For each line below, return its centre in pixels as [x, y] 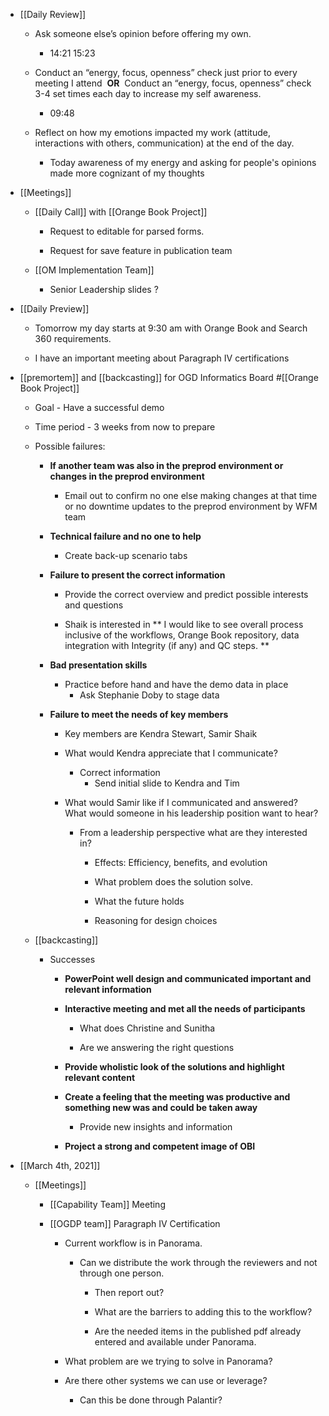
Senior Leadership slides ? [104, 289]
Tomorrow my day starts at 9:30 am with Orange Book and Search [171, 328]
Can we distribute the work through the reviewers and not [198, 1262]
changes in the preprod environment [127, 476]
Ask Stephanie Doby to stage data [149, 695]
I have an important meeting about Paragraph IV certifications [162, 358]
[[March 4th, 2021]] [60, 1165]
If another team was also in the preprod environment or [166, 465]
